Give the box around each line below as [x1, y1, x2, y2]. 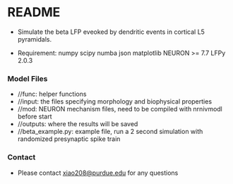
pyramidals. [17, 35, 52, 43]
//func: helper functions [17, 90, 87, 99]
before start [17, 112, 52, 121]
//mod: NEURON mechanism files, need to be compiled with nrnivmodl [17, 105, 222, 114]
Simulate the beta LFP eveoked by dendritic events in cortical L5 [17, 27, 205, 36]
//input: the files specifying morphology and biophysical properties [17, 97, 213, 106]
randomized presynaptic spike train [17, 135, 121, 143]
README [7, 4, 61, 20]
